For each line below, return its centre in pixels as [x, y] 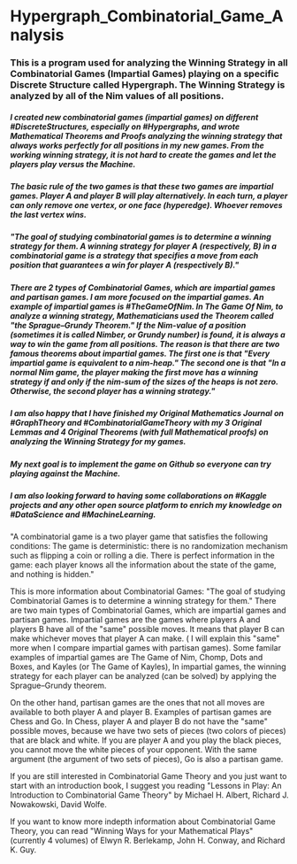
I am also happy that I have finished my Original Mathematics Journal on [147, 413]
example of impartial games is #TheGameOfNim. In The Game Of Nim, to [147, 306]
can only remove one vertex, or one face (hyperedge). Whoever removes [146, 205]
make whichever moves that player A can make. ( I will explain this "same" [145, 638]
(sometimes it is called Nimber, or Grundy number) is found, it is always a [148, 335]
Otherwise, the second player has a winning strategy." [113, 390]
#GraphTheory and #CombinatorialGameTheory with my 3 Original [136, 423]
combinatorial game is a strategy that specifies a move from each [134, 256]
